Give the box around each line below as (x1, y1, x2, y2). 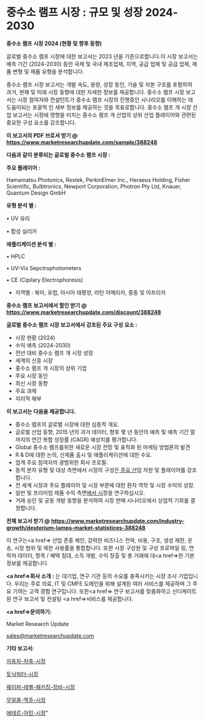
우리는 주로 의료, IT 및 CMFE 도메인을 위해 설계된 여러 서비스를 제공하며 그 (14, 580, 192, 587)
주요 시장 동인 (15, 372, 48, 379)
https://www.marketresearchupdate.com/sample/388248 (6, 138, 158, 146)
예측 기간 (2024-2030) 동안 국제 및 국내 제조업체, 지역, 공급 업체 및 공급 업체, (6, 60, 191, 68)
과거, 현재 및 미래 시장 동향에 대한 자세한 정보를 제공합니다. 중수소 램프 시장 (6, 88, 185, 95)
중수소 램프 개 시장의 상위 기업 (15, 364, 87, 372)
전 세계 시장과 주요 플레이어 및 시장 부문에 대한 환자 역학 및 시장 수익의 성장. (15, 481, 195, 488)
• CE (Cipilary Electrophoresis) (6, 276, 83, 283)
